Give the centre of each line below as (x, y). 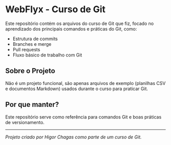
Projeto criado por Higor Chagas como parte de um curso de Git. (74, 137)
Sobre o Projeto (30, 71)
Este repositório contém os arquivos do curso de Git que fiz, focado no (80, 23)
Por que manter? (32, 105)
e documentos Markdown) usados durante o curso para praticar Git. (77, 89)
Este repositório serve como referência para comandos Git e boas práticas (83, 117)
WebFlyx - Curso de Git (55, 9)
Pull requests (26, 49)
